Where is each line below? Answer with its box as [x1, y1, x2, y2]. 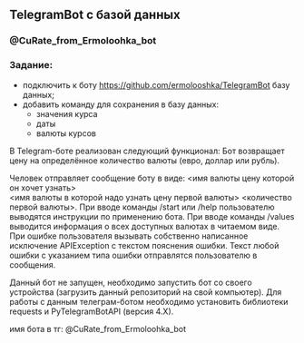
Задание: [9, 59, 53, 72]
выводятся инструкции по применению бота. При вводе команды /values [9, 211, 295, 221]
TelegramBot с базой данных [9, 7, 181, 23]
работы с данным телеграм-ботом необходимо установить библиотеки [9, 296, 289, 307]
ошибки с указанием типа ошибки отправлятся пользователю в [9, 250, 258, 260]
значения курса [35, 108, 98, 119]
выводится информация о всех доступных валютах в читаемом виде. [9, 220, 279, 231]
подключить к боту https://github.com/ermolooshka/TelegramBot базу [22, 79, 290, 90]
